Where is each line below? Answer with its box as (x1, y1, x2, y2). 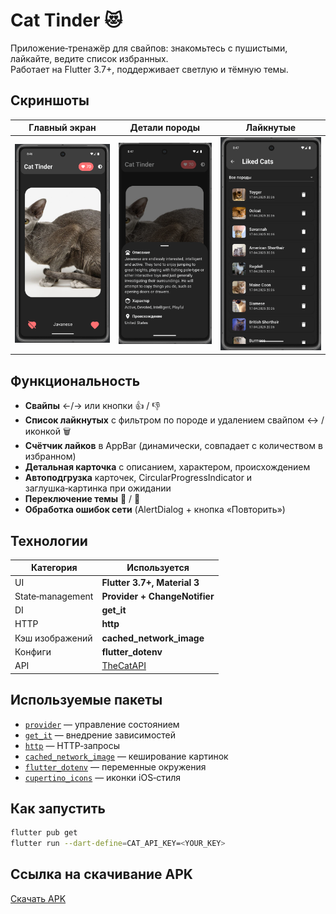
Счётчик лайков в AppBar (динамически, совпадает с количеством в (24, 440, 323, 452)
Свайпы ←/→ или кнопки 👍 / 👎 (24, 400, 161, 412)
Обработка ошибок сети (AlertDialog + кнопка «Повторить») (24, 504, 286, 516)
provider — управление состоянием (24, 718, 180, 730)
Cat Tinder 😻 (10, 9, 123, 32)
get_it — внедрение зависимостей (24, 729, 177, 741)
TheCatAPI (101, 660, 147, 672)
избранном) (24, 450, 77, 463)
